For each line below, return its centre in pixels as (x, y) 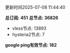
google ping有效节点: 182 (31, 45)
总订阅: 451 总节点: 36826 (32, 18)
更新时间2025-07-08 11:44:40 (35, 7)
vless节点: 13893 (29, 28)
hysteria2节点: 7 (28, 34)
